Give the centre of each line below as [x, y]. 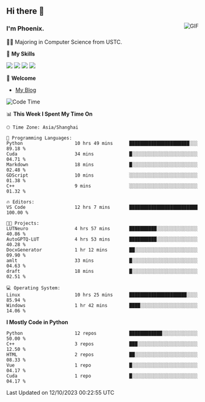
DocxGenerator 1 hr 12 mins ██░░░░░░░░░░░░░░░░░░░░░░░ [102, 250]
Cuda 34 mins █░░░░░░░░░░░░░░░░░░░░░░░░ [102, 154]
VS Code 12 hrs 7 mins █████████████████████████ [102, 207]
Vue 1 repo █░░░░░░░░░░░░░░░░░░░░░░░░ [102, 365]
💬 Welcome [21, 78]
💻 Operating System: [34, 288]
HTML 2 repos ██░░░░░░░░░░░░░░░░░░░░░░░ [102, 354]
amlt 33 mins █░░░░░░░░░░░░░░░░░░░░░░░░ [102, 260]
